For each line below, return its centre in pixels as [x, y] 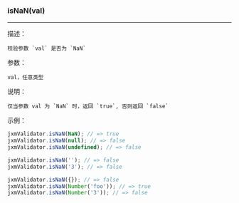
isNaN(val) [26, 11]
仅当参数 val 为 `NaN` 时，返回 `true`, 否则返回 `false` [88, 106]
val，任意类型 [26, 78]
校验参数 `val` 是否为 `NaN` [47, 48]
